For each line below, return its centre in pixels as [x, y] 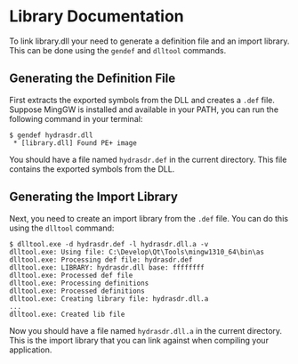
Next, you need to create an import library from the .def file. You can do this [149, 218]
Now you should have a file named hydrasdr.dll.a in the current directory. [146, 330]
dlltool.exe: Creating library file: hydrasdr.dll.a [109, 299]
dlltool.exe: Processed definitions [77, 291]
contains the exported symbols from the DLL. [92, 169]
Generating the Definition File [93, 79]
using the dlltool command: [62, 228]
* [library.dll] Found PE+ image [75, 143]
